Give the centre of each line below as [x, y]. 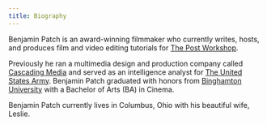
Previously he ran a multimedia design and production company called [126, 63]
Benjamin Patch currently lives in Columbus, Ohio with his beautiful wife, [129, 105]
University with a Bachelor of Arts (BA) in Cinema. [91, 89]
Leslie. [19, 114]
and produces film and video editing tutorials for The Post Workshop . [123, 47]
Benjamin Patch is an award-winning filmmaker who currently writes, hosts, [134, 39]
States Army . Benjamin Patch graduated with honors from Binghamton [125, 80]
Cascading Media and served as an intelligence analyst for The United [125, 72]
